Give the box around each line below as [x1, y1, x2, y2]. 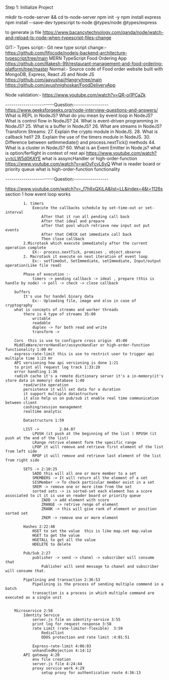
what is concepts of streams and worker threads [14, 307, 119, 312]
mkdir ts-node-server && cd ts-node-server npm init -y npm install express [5, 14, 161, 20]
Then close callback [41, 236, 85, 241]
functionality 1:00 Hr [5, 347, 53, 352]
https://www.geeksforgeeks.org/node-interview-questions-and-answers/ [5, 107, 158, 113]
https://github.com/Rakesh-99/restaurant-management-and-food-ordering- [5, 61, 163, 66]
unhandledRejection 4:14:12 [32, 648, 92, 653]
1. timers [23, 201, 44, 206]
